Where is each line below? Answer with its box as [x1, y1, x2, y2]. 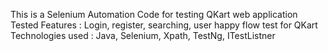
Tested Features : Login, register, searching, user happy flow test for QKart [10, 19, 318, 31]
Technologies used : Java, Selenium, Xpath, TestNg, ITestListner [10, 30, 276, 41]
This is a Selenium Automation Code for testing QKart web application [10, 9, 298, 20]
